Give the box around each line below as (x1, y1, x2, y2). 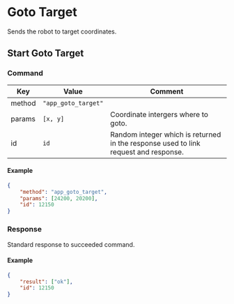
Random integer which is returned (110, 130, 221, 139)
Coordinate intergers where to (110, 109, 209, 119)
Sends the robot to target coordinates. (7, 27, 117, 36)
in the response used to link (110, 138, 201, 148)
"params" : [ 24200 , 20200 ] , (19, 195, 98, 202)
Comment (150, 86, 184, 96)
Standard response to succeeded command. (7, 240, 135, 248)
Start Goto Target (7, 47, 84, 59)
